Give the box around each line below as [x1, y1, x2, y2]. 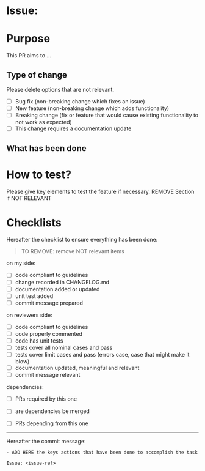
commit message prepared [15, 299, 84, 306]
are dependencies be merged [15, 407, 90, 415]
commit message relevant [15, 371, 81, 379]
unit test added [15, 292, 54, 300]
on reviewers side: [6, 311, 53, 319]
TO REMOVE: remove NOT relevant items [21, 248, 125, 255]
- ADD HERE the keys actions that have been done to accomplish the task [6, 450, 198, 456]
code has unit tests [15, 337, 63, 344]
